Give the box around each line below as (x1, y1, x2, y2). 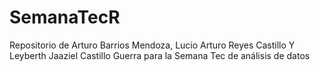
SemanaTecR (9, 6, 121, 29)
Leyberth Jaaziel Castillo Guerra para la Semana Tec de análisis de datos (9, 49, 311, 61)
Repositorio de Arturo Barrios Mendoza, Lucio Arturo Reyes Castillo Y (9, 39, 296, 51)
